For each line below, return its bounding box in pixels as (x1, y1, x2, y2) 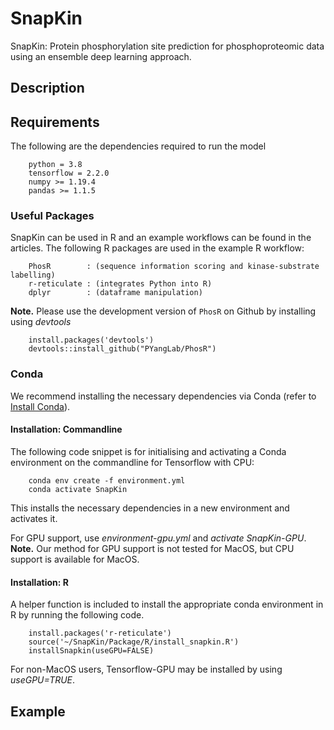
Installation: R (10, 576, 69, 588)
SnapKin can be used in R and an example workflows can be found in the (10, 232, 312, 244)
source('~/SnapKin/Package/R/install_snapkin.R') (28, 637, 240, 647)
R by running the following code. (10, 609, 145, 621)
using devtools (10, 316, 72, 328)
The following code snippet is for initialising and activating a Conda (10, 445, 287, 457)
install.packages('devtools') (28, 335, 155, 346)
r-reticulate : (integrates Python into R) (28, 279, 213, 289)
